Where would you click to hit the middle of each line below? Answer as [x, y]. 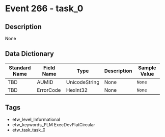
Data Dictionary [29, 54]
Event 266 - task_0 [44, 9]
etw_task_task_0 [29, 130]
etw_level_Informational [36, 119]
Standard [20, 68]
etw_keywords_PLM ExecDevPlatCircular [54, 124]
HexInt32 [77, 90]
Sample [147, 68]
